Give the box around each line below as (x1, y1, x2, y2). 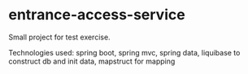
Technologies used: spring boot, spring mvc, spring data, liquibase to (8, 47, 241, 57)
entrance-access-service (8, 6, 185, 24)
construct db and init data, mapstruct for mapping (8, 56, 176, 66)
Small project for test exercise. (8, 32, 111, 42)
